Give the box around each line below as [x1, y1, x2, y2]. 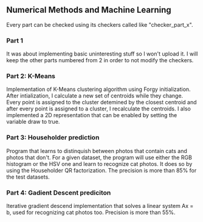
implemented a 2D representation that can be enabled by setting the [6, 112, 177, 119]
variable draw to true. [6, 118, 60, 126]
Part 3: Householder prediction [6, 134, 100, 142]
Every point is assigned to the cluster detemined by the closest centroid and [6, 99, 197, 106]
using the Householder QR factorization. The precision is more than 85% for [6, 167, 197, 174]
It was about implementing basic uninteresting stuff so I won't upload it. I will [6, 50, 198, 57]
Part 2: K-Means [6, 72, 56, 81]
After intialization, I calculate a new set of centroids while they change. [6, 92, 184, 99]
